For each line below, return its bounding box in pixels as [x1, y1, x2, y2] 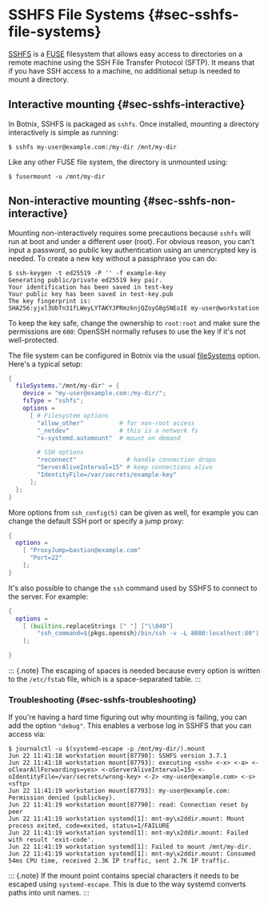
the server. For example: [8, 591, 89, 601]
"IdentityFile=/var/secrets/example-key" [37, 471, 178, 479]
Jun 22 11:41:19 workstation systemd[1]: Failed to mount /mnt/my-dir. [8, 843, 252, 851]
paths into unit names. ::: [8, 888, 90, 898]
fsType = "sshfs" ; [22, 397, 84, 405]
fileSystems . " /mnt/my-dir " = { [15, 382, 120, 390]
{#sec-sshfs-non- [142, 194, 236, 208]
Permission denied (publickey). [8, 794, 116, 802]
